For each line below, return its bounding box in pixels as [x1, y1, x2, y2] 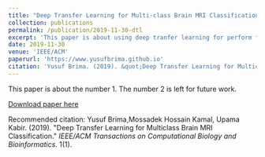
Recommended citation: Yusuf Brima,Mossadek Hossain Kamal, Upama [8, 115, 241, 124]
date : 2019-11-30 [8, 41, 65, 49]
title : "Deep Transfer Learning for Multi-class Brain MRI [8, 11, 207, 20]
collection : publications [8, 19, 93, 27]
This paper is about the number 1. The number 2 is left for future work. [8, 84, 237, 93]
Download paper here [8, 99, 79, 108]
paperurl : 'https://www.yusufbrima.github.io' [8, 56, 164, 64]
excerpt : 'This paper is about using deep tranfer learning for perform [8, 33, 252, 42]
